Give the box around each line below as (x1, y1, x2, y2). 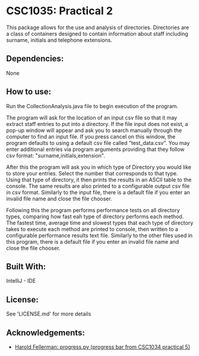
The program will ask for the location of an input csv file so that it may (6, 114, 177, 121)
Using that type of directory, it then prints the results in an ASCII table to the (6, 176, 192, 183)
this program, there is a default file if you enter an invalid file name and (6, 238, 179, 245)
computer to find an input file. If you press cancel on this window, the (6, 133, 176, 140)
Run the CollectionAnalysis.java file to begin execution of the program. (6, 102, 179, 109)
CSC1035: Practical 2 (6, 4, 113, 18)
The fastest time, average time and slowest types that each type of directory (6, 219, 194, 226)
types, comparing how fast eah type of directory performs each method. (6, 213, 184, 220)
